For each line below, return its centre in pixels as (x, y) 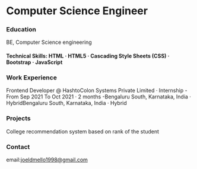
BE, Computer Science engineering (49, 42)
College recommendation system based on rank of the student (82, 131)
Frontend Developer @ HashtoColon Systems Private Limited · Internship (95, 91)
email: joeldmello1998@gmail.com (47, 160)
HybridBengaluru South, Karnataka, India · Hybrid (67, 103)
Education (21, 30)
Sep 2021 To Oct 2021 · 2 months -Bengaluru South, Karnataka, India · (106, 97)
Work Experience (32, 77)
